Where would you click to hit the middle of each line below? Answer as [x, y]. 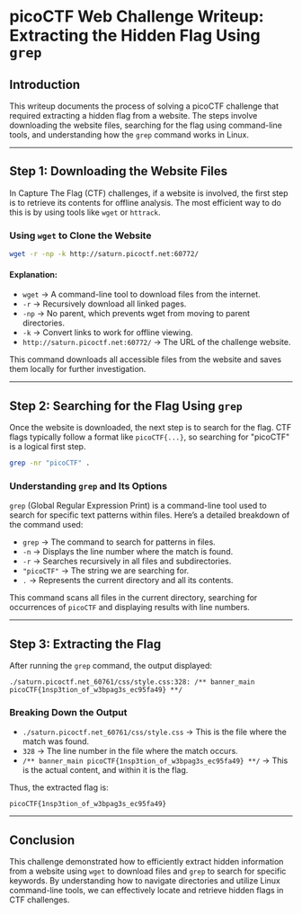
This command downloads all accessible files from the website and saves [145, 359]
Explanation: [34, 274]
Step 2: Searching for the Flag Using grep [126, 406]
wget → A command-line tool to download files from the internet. [141, 295]
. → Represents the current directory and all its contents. [128, 581]
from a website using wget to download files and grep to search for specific [148, 871]
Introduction [45, 84]
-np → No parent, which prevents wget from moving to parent [136, 314]
